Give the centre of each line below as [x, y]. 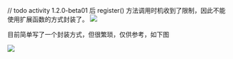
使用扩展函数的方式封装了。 [48, 19]
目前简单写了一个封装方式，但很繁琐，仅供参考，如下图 [88, 34]
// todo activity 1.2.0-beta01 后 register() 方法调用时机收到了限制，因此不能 [116, 10]
